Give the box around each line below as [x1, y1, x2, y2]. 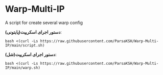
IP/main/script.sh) [5, 43, 45, 48]
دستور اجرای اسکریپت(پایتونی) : [5, 29, 62, 35]
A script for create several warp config [5, 20, 83, 25]
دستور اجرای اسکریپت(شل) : [5, 51, 57, 57]
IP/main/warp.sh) [5, 65, 41, 70]
